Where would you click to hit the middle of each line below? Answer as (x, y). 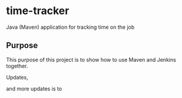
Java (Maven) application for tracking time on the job (70, 27)
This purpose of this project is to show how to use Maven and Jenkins (91, 59)
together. (17, 66)
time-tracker (38, 11)
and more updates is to (34, 89)
